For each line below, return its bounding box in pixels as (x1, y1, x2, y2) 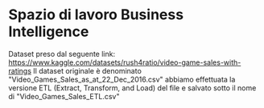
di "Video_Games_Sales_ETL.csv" (8, 91, 120, 101)
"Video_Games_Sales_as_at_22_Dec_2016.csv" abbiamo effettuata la (8, 74, 236, 84)
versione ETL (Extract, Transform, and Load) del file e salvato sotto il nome (8, 82, 257, 93)
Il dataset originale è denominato (33, 66, 142, 75)
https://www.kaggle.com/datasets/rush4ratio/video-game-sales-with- (8, 58, 241, 67)
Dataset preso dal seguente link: (8, 49, 115, 58)
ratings (8, 66, 32, 75)
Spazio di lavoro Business (8, 6, 184, 24)
